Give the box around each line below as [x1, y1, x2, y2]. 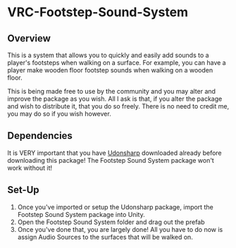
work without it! [7, 163, 53, 172]
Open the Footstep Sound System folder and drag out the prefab [17, 218, 206, 226]
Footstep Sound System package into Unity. [17, 210, 146, 218]
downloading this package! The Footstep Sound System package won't [7, 156, 215, 164]
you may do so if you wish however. [7, 110, 111, 118]
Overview [7, 32, 51, 44]
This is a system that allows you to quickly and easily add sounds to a [7, 51, 209, 59]
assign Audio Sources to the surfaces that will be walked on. [17, 232, 194, 241]
